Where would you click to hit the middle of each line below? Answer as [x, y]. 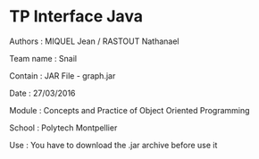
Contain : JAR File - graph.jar [63, 75]
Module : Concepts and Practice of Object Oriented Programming [129, 110]
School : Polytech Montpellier [63, 128]
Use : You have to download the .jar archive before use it [113, 145]
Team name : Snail [43, 58]
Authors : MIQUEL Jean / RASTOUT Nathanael [95, 41]
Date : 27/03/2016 [42, 93]
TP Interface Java [76, 17]
